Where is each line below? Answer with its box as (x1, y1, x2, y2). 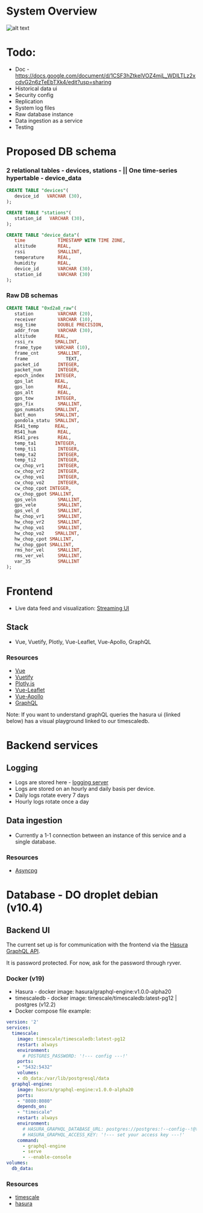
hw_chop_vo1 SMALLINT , (14, 524, 83, 530)
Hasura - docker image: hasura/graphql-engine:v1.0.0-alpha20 (14, 988, 172, 996)
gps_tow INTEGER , (14, 395, 77, 401)
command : (17, 1137, 39, 1143)
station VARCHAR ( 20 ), (14, 311, 94, 317)
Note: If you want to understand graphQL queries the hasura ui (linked (6, 710, 181, 718)
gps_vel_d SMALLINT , (14, 507, 83, 514)
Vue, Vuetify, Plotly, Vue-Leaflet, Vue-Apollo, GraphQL (14, 638, 152, 646)
